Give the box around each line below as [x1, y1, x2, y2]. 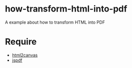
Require [5, 36, 37, 47]
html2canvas [12, 52, 38, 58]
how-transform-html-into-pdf [5, 3, 128, 14]
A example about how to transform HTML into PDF [5, 19, 105, 25]
